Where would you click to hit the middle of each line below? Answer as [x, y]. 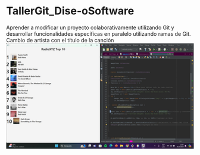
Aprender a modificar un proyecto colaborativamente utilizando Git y [90, 27]
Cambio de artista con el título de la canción [60, 40]
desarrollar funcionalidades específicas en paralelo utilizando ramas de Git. [99, 33]
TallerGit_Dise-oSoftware [70, 11]
